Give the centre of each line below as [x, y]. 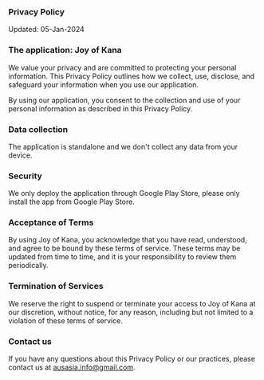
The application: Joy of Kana [65, 50]
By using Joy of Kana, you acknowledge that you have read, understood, [128, 240]
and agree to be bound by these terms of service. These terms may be [124, 248]
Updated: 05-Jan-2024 [47, 30]
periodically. [29, 266]
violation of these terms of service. [66, 320]
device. [20, 155]
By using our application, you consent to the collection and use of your [124, 100]
